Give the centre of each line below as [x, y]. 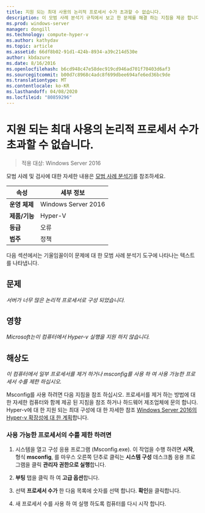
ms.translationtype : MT [37, 80]
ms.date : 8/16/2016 [31, 63]
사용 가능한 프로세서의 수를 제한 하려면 [59, 435]
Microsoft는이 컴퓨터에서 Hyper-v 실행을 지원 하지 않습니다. [78, 337]
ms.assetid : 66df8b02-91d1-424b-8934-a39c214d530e [72, 52]
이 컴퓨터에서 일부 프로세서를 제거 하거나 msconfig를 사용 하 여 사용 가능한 [95, 374]
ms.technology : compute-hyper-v [47, 35]
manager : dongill [28, 29]
